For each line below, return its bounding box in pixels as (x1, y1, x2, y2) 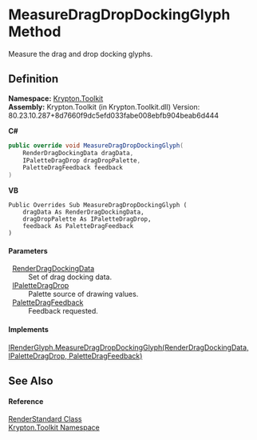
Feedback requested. (28, 306, 98, 316)
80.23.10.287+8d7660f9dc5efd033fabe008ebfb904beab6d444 (8, 110, 219, 120)
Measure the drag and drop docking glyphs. (8, 49, 153, 58)
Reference (8, 396, 44, 406)
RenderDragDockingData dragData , (22, 149, 134, 157)
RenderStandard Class (8, 414, 82, 424)
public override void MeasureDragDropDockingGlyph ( (8, 142, 184, 150)
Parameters (8, 246, 48, 255)
